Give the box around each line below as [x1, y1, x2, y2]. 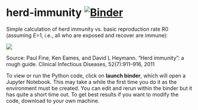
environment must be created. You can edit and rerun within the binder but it [6, 85, 193, 92]
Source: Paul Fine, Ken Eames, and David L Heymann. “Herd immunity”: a [6, 54, 184, 62]
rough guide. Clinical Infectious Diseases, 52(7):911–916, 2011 [6, 60, 155, 67]
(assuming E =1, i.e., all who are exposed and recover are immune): [6, 31, 168, 38]
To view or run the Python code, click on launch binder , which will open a [6, 72, 186, 79]
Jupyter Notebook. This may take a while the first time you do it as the [6, 78, 177, 85]
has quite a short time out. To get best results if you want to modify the [6, 90, 179, 98]
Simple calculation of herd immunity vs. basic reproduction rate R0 [6, 25, 168, 33]
